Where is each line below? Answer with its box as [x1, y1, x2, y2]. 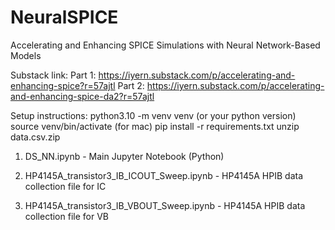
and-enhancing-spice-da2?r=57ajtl [10, 90, 155, 102]
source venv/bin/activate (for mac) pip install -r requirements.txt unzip [10, 120, 300, 132]
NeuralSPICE [10, 6, 119, 29]
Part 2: [117, 79, 145, 91]
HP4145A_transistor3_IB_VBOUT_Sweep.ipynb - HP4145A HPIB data [24, 199, 306, 211]
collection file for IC [24, 180, 107, 192]
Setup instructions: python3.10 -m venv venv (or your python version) [10, 109, 297, 121]
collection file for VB [24, 210, 109, 222]
